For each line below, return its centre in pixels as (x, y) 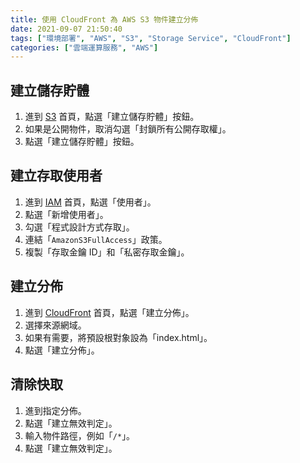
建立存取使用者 (56, 176)
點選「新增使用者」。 (66, 214)
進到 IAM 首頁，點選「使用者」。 (90, 202)
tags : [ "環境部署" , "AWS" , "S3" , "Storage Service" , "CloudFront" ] (151, 38)
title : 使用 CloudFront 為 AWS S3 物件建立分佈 (104, 19)
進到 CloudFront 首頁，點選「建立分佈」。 (109, 312)
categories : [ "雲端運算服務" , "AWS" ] (84, 47)
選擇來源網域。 (55, 325)
